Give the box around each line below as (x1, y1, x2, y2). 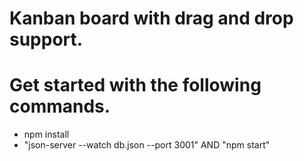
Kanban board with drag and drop (9, 7, 294, 30)
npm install (23, 128, 70, 141)
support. (9, 28, 84, 51)
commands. (9, 95, 111, 118)
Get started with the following (9, 74, 262, 97)
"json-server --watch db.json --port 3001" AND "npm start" (23, 139, 271, 151)
